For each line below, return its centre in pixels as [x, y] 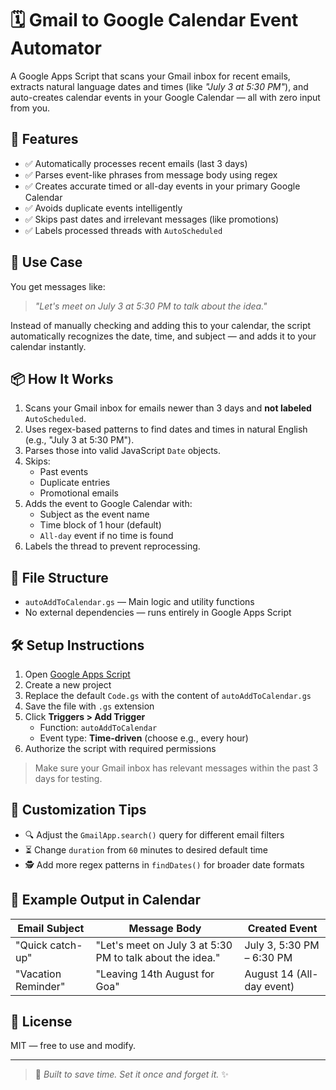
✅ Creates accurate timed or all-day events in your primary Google [162, 186]
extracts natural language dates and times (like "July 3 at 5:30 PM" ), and [159, 86]
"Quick [31, 945]
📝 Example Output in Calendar [106, 900]
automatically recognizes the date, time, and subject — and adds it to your [163, 336]
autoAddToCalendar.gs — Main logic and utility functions [139, 602]
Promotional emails [79, 493]
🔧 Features [44, 139]
